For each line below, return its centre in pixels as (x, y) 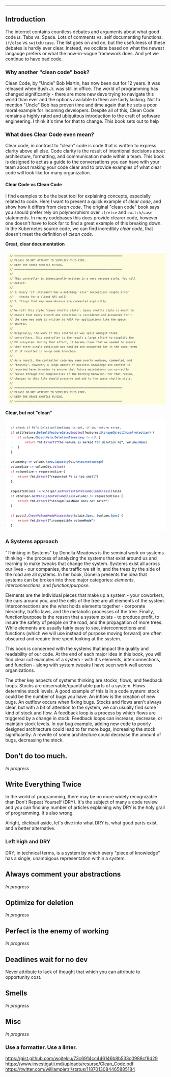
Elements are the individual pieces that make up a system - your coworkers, (85, 595)
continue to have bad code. (34, 59)
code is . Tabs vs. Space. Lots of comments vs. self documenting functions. (84, 37)
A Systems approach (32, 542)
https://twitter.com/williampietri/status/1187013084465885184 (70, 1069)
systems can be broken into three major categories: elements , (70, 580)
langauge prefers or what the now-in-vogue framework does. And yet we (82, 53)
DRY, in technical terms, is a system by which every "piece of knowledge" (83, 852)
